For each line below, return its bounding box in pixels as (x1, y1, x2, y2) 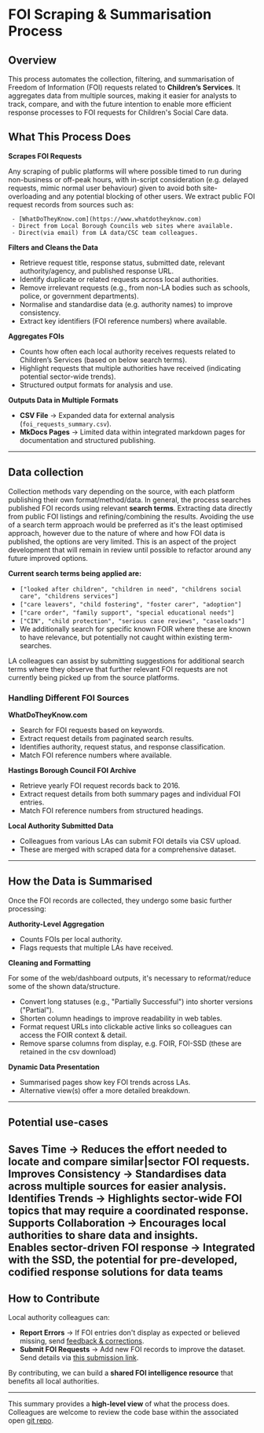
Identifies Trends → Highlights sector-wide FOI (8, 1192, 242, 1205)
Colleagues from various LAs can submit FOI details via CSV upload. (19, 836, 241, 845)
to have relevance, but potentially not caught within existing (19, 632, 213, 642)
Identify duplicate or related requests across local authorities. (19, 274, 218, 284)
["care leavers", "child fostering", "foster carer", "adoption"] (19, 600, 242, 608)
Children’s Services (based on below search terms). (19, 355, 187, 365)
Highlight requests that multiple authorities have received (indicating (19, 363, 241, 372)
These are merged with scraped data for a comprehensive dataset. (19, 845, 236, 854)
